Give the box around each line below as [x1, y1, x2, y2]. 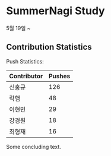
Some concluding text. [6, 143, 61, 150]
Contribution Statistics [6, 42, 92, 52]
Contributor [9, 72, 43, 80]
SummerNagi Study [6, 4, 105, 18]
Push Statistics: [6, 58, 45, 65]
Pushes [48, 72, 71, 80]
